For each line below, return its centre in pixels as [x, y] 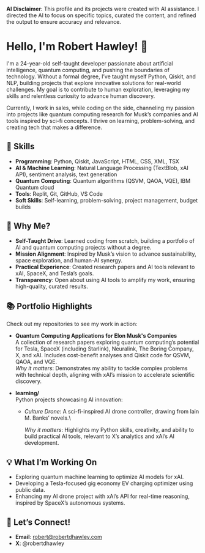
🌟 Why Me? [28, 226]
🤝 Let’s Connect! [39, 522]
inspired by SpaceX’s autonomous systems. [70, 503]
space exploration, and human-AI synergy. [69, 260]
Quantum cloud [35, 187]
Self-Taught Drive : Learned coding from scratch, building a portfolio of [105, 240]
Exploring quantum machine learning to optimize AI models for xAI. [99, 477]
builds [23, 207]
